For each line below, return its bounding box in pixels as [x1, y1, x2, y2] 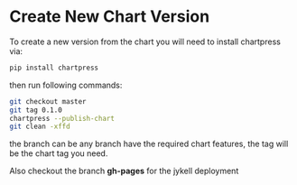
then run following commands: [9, 79, 123, 90]
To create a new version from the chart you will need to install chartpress [9, 36, 282, 47]
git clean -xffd [9, 122, 70, 132]
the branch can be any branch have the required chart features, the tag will [9, 138, 289, 150]
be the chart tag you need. [9, 148, 108, 159]
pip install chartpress [9, 63, 99, 72]
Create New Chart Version [9, 6, 210, 27]
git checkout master [9, 97, 88, 106]
